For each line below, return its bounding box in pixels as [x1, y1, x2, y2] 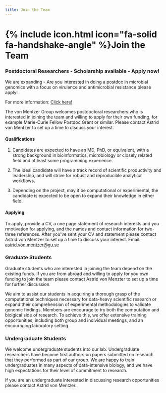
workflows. [12, 178, 36, 184]
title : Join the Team [5, 7, 50, 12]
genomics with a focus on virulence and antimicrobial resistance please [5, 84, 151, 90]
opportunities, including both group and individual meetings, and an [5, 317, 144, 323]
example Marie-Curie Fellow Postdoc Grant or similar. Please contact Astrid [5, 119, 159, 125]
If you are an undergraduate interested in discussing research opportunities [5, 377, 160, 383]
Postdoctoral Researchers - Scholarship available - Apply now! [5, 68, 160, 75]
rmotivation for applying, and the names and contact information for [5, 226, 144, 232]
